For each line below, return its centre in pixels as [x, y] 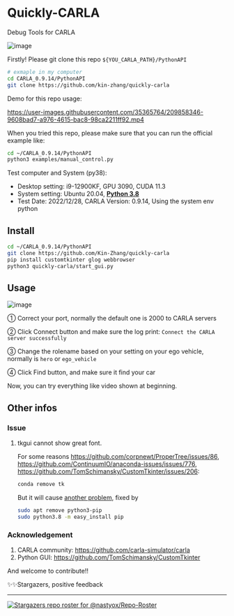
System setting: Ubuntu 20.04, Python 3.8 [78, 194]
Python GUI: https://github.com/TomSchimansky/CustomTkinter [109, 557]
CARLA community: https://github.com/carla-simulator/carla [103, 550]
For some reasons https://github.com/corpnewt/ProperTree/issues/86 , [118, 457]
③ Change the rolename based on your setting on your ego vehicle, [106, 351]
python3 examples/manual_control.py [60, 160]
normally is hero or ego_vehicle [52, 359]
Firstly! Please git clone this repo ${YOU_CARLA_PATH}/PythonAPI [97, 59]
